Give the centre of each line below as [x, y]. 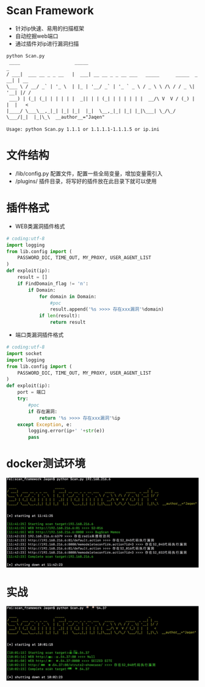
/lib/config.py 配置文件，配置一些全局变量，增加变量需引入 [89, 173]
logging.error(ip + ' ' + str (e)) [67, 431]
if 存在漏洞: [43, 411]
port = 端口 [31, 392]
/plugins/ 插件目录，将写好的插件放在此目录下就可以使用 [86, 181]
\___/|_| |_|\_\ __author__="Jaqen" [56, 117]
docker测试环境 [46, 464]
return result [68, 322]
